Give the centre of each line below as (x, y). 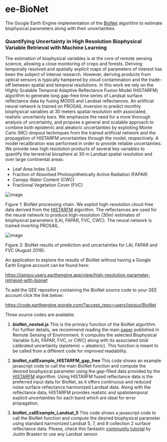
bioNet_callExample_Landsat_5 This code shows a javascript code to (84, 413)
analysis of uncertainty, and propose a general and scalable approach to (80, 122)
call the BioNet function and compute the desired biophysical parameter (86, 418)
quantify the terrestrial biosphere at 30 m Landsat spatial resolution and (79, 154)
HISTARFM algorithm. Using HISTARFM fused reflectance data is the (83, 376)
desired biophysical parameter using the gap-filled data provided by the (86, 371)
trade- (155, 80)
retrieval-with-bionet (26, 280)
